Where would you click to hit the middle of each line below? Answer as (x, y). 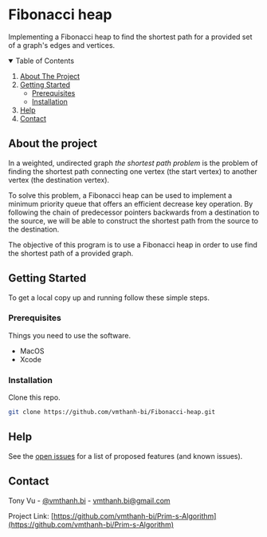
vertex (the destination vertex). (59, 180)
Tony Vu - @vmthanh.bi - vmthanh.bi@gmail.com (89, 500)
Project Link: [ (31, 515)
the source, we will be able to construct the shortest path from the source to (133, 220)
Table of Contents (45, 61)
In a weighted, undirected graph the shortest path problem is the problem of (133, 163)
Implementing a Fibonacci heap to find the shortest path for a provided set (130, 37)
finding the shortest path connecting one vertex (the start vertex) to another (133, 171)
